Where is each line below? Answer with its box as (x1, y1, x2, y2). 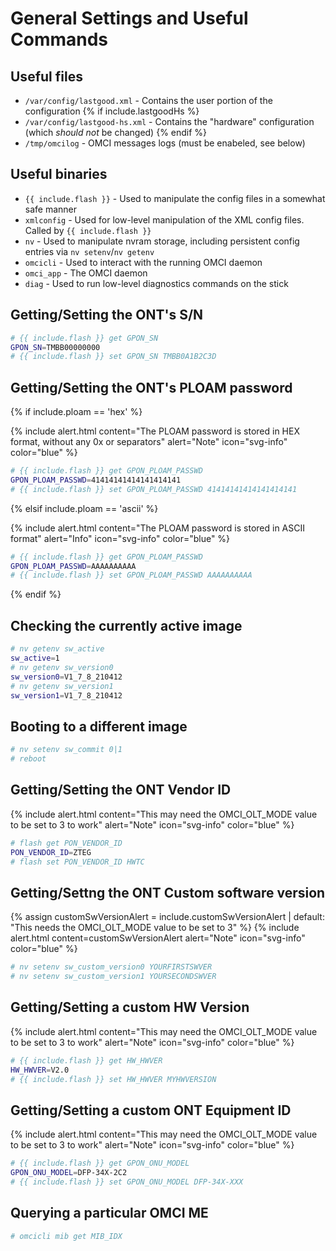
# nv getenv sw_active (10, 644, 105, 654)
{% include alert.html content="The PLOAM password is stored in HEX (10, 425, 300, 437)
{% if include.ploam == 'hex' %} (10, 406, 143, 418)
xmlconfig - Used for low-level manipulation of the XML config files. (24, 213, 305, 226)
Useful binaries (10, 166, 108, 183)
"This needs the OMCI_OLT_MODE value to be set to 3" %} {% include (10, 922, 300, 934)
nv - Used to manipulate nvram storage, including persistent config (24, 235, 300, 247)
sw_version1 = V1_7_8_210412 (10, 690, 123, 701)
